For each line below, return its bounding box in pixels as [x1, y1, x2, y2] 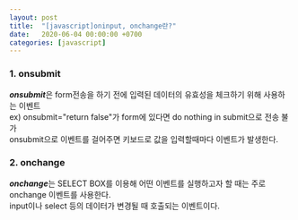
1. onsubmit [9, 68, 61, 80]
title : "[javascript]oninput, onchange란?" [9, 21, 177, 30]
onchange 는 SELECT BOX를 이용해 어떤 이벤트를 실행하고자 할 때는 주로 [9, 178, 267, 189]
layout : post [9, 13, 58, 22]
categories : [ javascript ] [9, 38, 106, 47]
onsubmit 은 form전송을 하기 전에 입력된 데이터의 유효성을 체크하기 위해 [9, 89, 262, 99]
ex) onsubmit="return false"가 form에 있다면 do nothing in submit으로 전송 [9, 111, 280, 122]
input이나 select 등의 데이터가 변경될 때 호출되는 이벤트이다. [9, 200, 220, 211]
